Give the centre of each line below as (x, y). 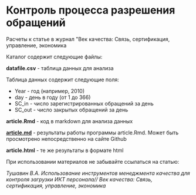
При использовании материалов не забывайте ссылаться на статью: (93, 161)
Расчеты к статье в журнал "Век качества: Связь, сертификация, (88, 39)
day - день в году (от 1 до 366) (53, 97)
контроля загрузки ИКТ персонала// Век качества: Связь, (79, 179)
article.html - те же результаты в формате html (65, 150)
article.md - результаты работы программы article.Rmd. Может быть (92, 133)
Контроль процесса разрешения (91, 10)
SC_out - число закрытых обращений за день (71, 110)
